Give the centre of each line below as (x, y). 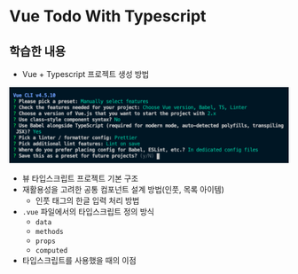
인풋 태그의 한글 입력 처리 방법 (87, 200)
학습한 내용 (38, 51)
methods (49, 231)
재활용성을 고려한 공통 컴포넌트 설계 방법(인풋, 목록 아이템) (123, 189)
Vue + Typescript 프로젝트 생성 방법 (85, 74)
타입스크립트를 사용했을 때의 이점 (79, 260)
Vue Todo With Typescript (108, 16)
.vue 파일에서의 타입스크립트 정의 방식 (88, 211)
